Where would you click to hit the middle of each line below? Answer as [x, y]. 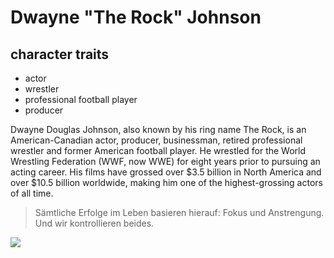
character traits [60, 54]
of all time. [32, 193]
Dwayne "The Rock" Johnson [136, 17]
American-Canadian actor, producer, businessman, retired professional [156, 140]
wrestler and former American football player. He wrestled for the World [158, 150]
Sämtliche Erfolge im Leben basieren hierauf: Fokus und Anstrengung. [179, 212]
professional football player [81, 99]
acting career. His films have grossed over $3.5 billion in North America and [166, 172]
